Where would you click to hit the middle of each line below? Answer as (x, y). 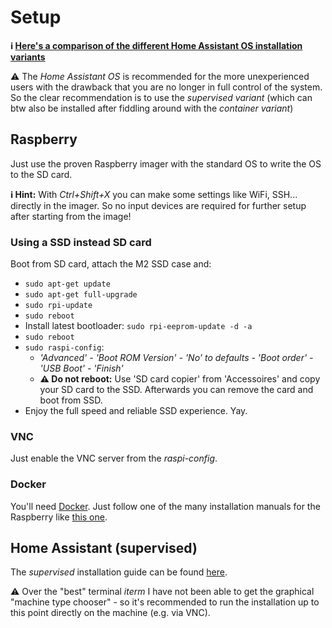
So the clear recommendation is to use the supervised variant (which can (161, 97)
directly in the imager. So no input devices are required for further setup (158, 205)
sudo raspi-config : (64, 347)
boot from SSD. (71, 400)
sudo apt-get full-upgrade (81, 295)
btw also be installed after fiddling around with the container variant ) (152, 108)
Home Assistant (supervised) (104, 548)
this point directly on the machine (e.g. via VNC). (110, 613)
